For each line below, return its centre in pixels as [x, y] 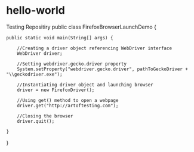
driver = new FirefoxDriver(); [56, 90]
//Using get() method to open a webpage [68, 100]
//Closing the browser [45, 116]
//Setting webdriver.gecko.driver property [72, 64]
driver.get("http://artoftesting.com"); [68, 106]
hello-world [36, 10]
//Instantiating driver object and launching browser [85, 85]
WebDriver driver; [40, 53]
